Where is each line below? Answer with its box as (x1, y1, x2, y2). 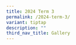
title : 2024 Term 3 (6, 8, 55, 15)
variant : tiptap (6, 19, 46, 25)
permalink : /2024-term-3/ (6, 14, 70, 20)
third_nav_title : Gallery (6, 30, 70, 36)
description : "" (6, 25, 46, 31)
